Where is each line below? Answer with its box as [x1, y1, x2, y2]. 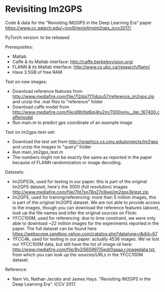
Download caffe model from [12, 104, 69, 110]
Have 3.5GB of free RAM [12, 69, 63, 75]
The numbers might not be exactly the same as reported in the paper [12, 154, 153, 160]
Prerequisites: [5, 44, 33, 50]
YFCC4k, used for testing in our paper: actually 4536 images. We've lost [12, 236, 160, 242]
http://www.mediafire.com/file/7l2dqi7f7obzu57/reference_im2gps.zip [12, 93, 155, 99]
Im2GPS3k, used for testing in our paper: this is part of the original [12, 178, 147, 184]
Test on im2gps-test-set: [5, 129, 56, 135]
